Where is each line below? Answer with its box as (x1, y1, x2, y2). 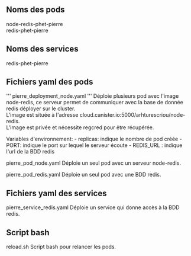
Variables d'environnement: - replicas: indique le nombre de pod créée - (6, 136, 182, 143)
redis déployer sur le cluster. (6, 105, 76, 112)
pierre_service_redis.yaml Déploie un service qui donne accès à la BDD (6, 204, 180, 211)
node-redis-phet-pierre (6, 20, 63, 27)
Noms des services (6, 44, 79, 54)
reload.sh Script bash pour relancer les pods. (6, 243, 116, 251)
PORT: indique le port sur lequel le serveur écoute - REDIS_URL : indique (6, 142, 183, 149)
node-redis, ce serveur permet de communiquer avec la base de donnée (6, 99, 183, 106)
